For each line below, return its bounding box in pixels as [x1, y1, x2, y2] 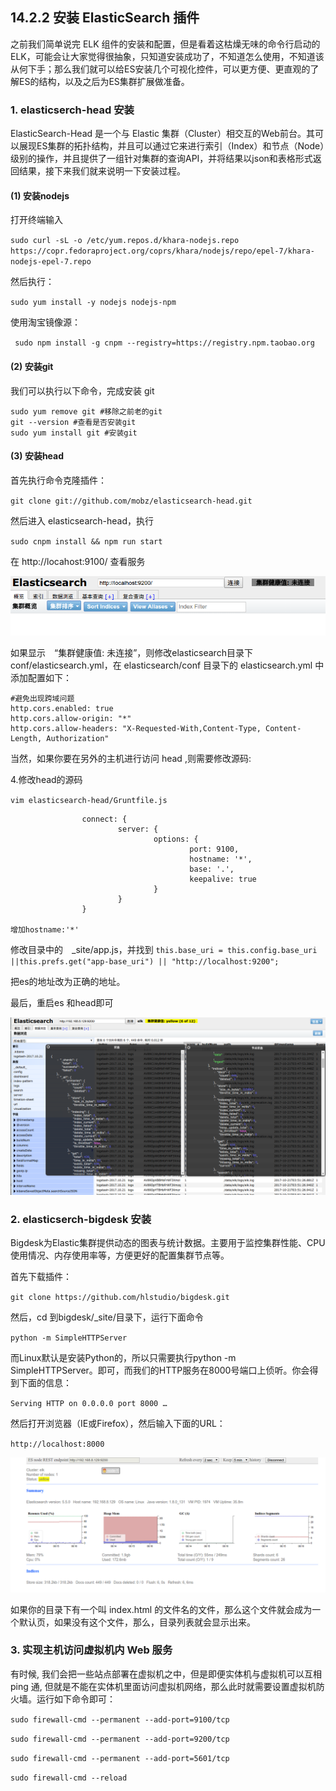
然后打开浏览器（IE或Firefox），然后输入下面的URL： [10, 1417, 226, 1429]
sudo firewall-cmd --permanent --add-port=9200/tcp [10, 1734, 230, 1744]
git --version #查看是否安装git [10, 417, 137, 427]
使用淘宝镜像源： [10, 316, 81, 328]
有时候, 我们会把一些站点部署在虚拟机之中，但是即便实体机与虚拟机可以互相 [10, 1668, 322, 1680]
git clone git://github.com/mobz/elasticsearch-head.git [10, 496, 253, 506]
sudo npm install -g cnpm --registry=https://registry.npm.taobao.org [14, 338, 315, 348]
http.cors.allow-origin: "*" [10, 714, 132, 724]
